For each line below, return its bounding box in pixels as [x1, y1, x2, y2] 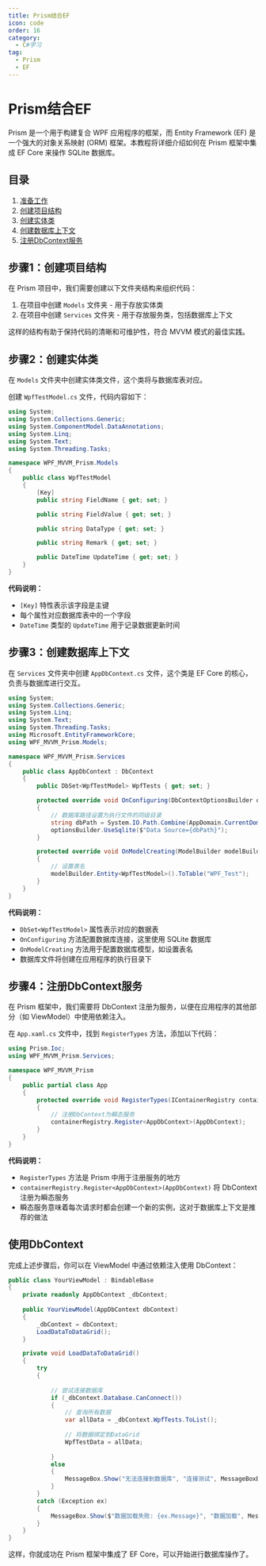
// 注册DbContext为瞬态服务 [50, 1111, 135, 1119]
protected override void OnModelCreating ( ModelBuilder [36, 847, 222, 856]
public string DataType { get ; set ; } [36, 525, 165, 533]
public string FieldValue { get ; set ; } [36, 510, 172, 519]
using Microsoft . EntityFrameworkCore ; [8, 731, 136, 739]
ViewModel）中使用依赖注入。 [30, 1012, 131, 1021]
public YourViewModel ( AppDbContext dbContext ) [22, 1306, 179, 1314]
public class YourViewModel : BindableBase [8, 1276, 154, 1284]
